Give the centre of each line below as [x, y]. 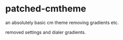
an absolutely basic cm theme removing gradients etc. [62, 22]
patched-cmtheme [46, 9]
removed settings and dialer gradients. [46, 32]
